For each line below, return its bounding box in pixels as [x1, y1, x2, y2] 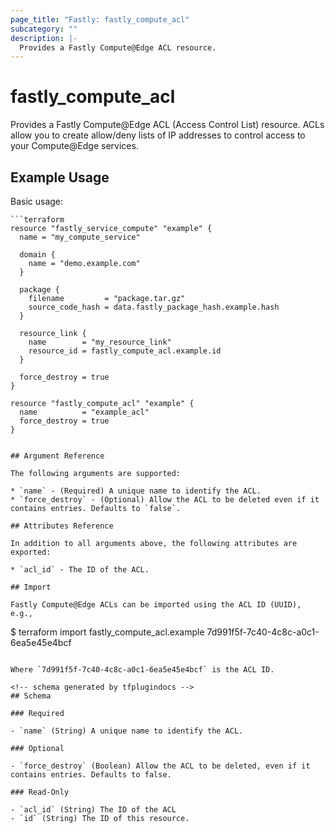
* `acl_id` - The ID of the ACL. [10, 565, 150, 575]
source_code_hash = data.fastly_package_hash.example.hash [28, 302, 280, 312]
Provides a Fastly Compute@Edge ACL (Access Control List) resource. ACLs [10, 119, 325, 131]
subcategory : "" [10, 24, 78, 34]
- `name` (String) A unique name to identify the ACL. [10, 726, 244, 736]
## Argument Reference [10, 451, 105, 461]
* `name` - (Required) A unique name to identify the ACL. [10, 486, 262, 496]
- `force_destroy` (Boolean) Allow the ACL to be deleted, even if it [10, 761, 311, 771]
